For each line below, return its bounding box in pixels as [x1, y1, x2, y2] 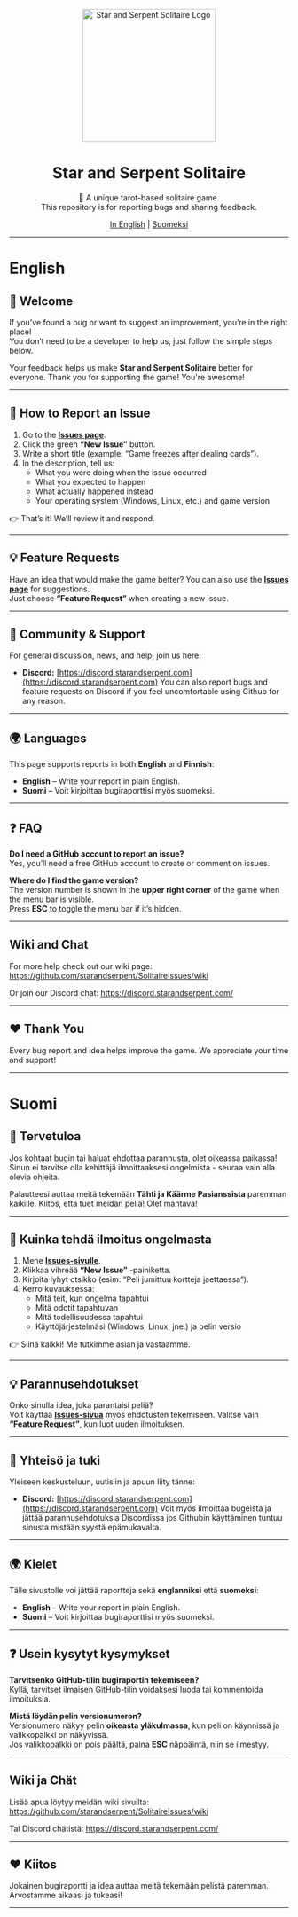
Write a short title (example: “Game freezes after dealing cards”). [21, 448, 260, 458]
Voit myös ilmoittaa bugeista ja [160, 1503, 272, 1514]
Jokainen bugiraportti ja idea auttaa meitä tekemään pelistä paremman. [9, 1881, 269, 1891]
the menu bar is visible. [9, 894, 95, 904]
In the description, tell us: [21, 458, 115, 468]
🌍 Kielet [9, 1557, 58, 1572]
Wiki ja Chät [9, 1773, 77, 1788]
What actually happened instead [35, 486, 153, 497]
